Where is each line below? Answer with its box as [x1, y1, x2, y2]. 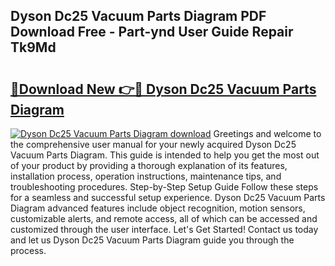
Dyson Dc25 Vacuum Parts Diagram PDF [10, 8, 267, 25]
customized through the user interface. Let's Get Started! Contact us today [10, 224, 319, 235]
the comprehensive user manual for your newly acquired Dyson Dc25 [10, 139, 297, 150]
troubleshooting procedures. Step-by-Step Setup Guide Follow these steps [10, 181, 319, 193]
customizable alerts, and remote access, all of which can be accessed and [10, 213, 318, 224]
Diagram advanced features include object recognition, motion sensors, [10, 202, 306, 214]
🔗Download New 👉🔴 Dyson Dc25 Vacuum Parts [10, 80, 317, 98]
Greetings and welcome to [213, 128, 322, 139]
